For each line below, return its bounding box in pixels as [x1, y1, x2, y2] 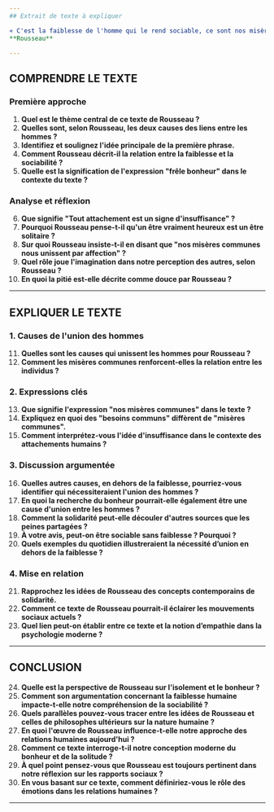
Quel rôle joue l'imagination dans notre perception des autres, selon [20, 257, 255, 267]
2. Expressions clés [9, 386, 88, 397]
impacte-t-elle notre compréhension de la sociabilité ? [20, 700, 209, 709]
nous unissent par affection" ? [20, 248, 127, 258]
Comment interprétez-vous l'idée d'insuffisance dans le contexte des [20, 431, 262, 441]
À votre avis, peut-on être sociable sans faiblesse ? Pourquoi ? [20, 530, 237, 540]
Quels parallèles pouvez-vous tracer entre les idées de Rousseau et [20, 708, 255, 718]
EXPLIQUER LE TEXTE [9, 305, 122, 319]
